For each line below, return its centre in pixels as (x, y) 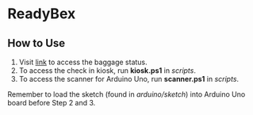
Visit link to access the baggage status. (83, 62)
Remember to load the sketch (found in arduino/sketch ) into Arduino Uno (126, 94)
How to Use (36, 43)
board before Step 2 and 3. (52, 103)
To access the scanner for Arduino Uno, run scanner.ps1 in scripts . (129, 79)
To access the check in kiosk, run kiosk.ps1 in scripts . (107, 71)
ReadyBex (42, 14)
